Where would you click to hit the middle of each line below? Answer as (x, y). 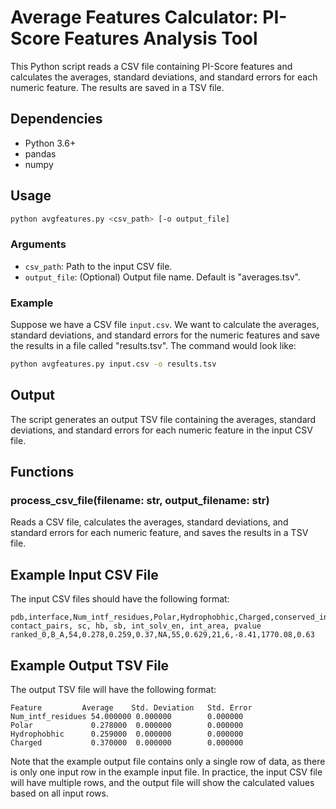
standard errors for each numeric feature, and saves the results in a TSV (159, 533)
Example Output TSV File (90, 665)
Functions (42, 472)
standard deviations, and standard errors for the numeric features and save (165, 335)
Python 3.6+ (50, 143)
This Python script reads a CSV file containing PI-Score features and (151, 66)
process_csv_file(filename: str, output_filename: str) (140, 501)
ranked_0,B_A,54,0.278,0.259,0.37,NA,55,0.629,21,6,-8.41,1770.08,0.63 (162, 635)
